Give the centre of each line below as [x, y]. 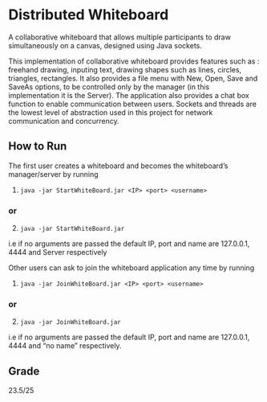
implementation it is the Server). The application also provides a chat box [129, 95]
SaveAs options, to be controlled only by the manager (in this [109, 87]
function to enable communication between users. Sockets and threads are [132, 104]
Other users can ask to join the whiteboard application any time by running [131, 268]
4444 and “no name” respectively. [65, 346]
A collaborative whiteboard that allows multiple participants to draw [119, 37]
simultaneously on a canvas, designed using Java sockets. [105, 45]
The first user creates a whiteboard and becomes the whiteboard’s [118, 166]
